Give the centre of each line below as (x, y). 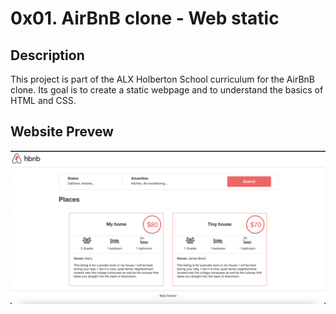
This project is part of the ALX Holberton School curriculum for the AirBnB (163, 79)
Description (47, 55)
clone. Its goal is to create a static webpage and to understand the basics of (167, 90)
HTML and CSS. (43, 100)
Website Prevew (62, 132)
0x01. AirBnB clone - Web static (145, 18)
